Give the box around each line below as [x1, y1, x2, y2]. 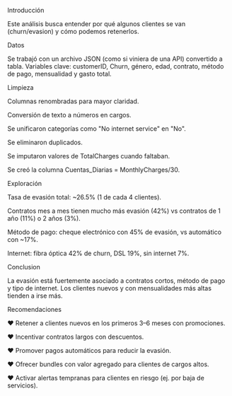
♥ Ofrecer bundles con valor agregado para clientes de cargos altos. [7, 360, 210, 368]
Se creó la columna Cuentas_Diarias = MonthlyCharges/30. [7, 165, 180, 174]
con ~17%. [7, 235, 39, 243]
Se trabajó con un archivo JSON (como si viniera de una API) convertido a [7, 54, 223, 63]
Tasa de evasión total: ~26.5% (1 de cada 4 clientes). [7, 193, 161, 201]
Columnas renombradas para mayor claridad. [7, 97, 139, 105]
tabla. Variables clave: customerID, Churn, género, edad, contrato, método [7, 62, 224, 70]
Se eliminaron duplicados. [7, 138, 83, 146]
